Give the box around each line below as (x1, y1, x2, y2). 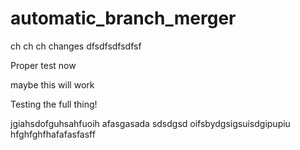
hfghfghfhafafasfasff (10, 128, 96, 140)
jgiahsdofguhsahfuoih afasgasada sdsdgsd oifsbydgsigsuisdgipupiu (10, 117, 291, 129)
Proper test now (10, 59, 77, 71)
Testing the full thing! (10, 98, 98, 110)
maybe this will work (10, 78, 95, 91)
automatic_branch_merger (10, 7, 237, 30)
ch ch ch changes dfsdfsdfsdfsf (10, 40, 142, 52)
